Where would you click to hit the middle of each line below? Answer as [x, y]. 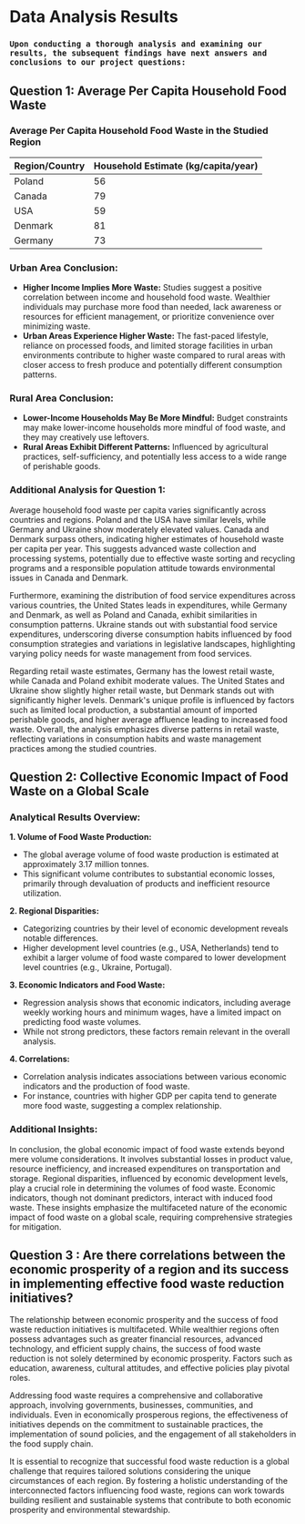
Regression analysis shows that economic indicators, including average [157, 1003]
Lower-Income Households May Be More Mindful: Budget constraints [155, 418]
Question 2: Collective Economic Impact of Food [149, 777]
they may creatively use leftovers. [86, 437]
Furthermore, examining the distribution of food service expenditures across [152, 595]
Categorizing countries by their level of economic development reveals [155, 929]
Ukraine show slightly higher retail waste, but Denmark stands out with [142, 690]
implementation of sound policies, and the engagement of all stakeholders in [153, 1434]
